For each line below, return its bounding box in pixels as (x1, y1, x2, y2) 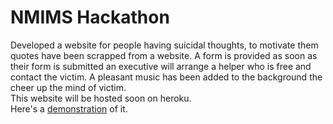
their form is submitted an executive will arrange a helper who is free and (10, 60, 312, 72)
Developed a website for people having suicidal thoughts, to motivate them (10, 39, 319, 51)
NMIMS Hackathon (10, 6, 170, 29)
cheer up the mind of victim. (10, 81, 127, 93)
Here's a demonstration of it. (10, 102, 128, 115)
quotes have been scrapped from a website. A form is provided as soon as (10, 49, 318, 61)
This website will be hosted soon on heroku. (10, 92, 192, 104)
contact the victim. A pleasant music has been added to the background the (10, 71, 323, 83)
